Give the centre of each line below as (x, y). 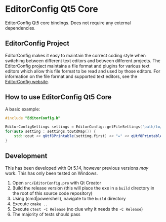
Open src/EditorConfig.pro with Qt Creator (57, 183)
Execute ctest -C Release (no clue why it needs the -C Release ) (78, 209)
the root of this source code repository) (52, 193)
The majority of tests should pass (46, 214)
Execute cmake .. (30, 204)
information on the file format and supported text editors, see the (71, 76)
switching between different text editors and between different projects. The (83, 61)
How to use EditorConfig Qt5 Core (59, 97)
